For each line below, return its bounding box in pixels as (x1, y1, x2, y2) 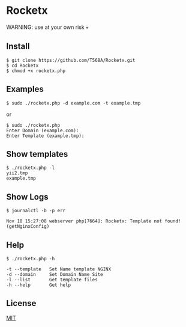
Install (6, 41, 30, 52)
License (6, 298, 37, 308)
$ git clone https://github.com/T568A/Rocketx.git (6, 57, 136, 63)
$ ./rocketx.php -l (6, 165, 55, 171)
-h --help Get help (6, 282, 71, 288)
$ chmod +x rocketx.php (6, 67, 66, 74)
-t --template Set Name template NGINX (6, 266, 112, 272)
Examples (6, 84, 44, 94)
